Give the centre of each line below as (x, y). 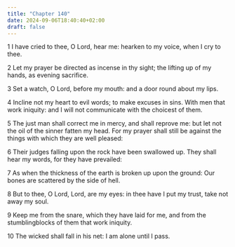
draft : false (26, 27)
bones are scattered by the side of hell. (64, 180)
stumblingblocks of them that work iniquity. (70, 222)
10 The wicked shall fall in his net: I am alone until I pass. (89, 236)
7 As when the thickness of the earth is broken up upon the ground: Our (111, 173)
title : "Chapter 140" (39, 14)
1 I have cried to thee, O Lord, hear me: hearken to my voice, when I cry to (114, 47)
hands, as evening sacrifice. (48, 75)
